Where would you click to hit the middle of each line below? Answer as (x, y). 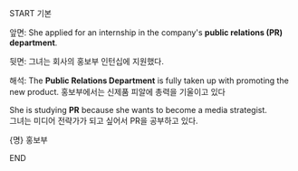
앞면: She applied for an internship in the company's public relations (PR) (146, 33)
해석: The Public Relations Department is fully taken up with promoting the (149, 81)
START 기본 (31, 13)
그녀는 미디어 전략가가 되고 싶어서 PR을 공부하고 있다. (104, 121)
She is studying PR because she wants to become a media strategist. (138, 110)
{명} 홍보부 (29, 140)
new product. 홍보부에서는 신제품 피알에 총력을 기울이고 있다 (118, 92)
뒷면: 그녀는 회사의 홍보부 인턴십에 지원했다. (87, 61)
